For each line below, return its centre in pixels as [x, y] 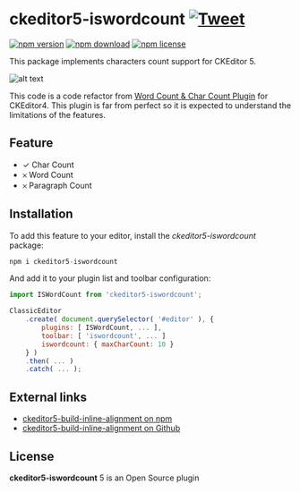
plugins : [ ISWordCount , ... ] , [102, 328]
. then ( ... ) [50, 361]
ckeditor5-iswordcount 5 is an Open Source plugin [104, 478]
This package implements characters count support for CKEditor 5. [133, 61]
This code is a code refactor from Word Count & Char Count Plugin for [139, 96]
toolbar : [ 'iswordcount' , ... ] [104, 335]
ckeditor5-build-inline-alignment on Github [101, 428]
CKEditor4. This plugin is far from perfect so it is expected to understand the [150, 105]
